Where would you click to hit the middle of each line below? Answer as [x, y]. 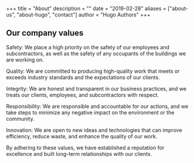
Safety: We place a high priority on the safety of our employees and [88, 47]
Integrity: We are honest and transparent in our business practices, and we [96, 89]
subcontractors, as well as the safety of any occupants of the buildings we [96, 53]
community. [20, 118]
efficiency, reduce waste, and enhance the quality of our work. [82, 136]
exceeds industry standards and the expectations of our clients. [83, 77]
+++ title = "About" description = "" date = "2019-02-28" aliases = [86, 9]
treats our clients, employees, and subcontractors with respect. [83, 95]
